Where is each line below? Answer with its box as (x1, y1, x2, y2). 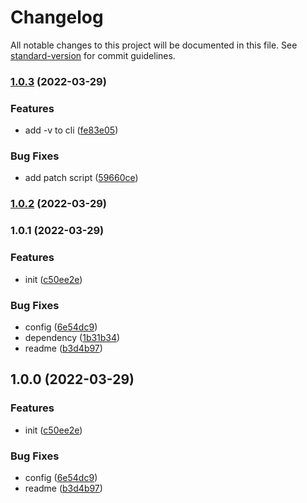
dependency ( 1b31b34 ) (24, 331, 121, 343)
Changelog (10, 6, 104, 29)
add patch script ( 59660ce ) (24, 172, 139, 184)
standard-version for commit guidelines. (10, 49, 176, 61)
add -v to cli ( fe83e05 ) (24, 124, 119, 136)
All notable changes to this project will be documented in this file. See (10, 39, 298, 51)
